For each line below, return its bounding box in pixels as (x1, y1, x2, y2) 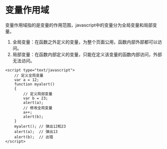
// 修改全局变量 (23, 105, 53, 110)
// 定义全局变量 (14, 73, 44, 78)
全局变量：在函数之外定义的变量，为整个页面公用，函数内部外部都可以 (12, 38, 158, 45)
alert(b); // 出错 (14, 134, 54, 139)
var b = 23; (23, 95, 49, 100)
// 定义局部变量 (23, 91, 53, 96)
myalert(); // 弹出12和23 (14, 123, 66, 129)
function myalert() (14, 81, 55, 86)
